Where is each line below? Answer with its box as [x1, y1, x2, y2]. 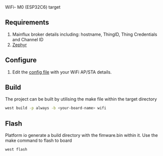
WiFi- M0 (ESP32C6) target [5, 4, 61, 10]
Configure [5, 56, 37, 64]
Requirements [5, 18, 49, 26]
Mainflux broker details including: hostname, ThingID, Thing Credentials [12, 31, 158, 37]
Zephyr [12, 42, 27, 48]
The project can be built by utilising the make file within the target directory [5, 96, 157, 102]
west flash [5, 147, 27, 152]
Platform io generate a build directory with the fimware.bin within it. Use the [5, 132, 158, 138]
